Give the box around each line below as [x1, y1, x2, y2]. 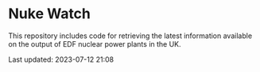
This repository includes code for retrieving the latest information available [8, 31, 253, 40]
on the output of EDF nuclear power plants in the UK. [8, 39, 181, 48]
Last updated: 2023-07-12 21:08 [8, 55, 114, 64]
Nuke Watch [8, 5, 91, 23]
